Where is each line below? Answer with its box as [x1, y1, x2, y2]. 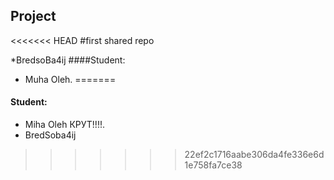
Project [10, 8, 57, 25]
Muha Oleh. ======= [24, 73, 117, 85]
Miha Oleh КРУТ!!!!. [24, 119, 105, 131]
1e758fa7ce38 [184, 159, 243, 171]
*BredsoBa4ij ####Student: [10, 54, 126, 66]
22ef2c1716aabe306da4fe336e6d [184, 149, 325, 161]
